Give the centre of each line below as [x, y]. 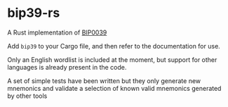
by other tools [27, 96]
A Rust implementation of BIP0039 [57, 32]
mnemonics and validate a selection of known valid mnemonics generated [114, 88]
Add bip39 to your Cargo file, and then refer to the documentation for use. [114, 46]
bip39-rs [34, 13]
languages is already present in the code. [67, 67]
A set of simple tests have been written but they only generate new [104, 81]
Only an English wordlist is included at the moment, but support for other [112, 59]
